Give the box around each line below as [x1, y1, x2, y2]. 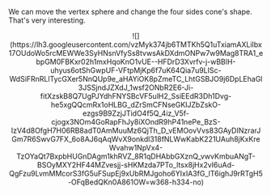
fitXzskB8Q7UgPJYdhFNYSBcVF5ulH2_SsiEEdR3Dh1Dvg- [40, 91, 232, 100]
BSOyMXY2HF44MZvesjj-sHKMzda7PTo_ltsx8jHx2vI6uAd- [36, 160, 235, 169]
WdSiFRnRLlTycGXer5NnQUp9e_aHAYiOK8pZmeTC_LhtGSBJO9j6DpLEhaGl [9, 74, 263, 83]
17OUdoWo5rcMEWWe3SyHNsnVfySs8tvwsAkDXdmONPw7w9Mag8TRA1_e [8, 49, 264, 57]
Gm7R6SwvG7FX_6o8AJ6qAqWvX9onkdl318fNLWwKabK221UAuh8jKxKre [11, 134, 260, 144]
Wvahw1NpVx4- [108, 143, 163, 152]
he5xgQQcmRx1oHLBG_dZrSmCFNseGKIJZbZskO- [51, 100, 221, 109]
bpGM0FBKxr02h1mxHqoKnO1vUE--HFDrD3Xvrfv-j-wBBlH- [36, 57, 236, 66]
